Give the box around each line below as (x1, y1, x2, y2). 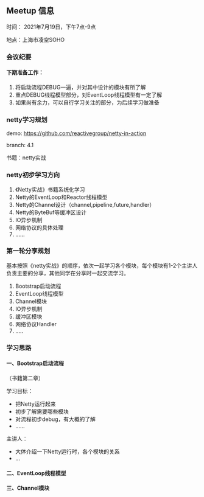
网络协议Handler (15, 320, 57, 327)
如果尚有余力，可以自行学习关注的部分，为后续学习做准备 (15, 99, 160, 106)
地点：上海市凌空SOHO (6, 36, 65, 43)
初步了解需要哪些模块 (15, 408, 69, 415)
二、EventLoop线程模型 (6, 469, 66, 476)
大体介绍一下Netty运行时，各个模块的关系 (15, 448, 120, 455)
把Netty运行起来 (15, 400, 56, 408)
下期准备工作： (6, 69, 44, 76)
